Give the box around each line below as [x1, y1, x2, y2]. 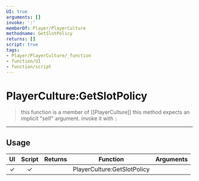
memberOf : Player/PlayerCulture [6, 25, 86, 31]
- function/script [6, 63, 52, 70]
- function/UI [6, 58, 41, 64]
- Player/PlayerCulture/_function [6, 53, 92, 59]
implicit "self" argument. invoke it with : [20, 115, 118, 122]
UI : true [6, 8, 28, 15]
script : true [6, 42, 38, 48]
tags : [6, 47, 20, 53]
